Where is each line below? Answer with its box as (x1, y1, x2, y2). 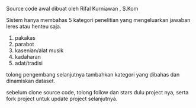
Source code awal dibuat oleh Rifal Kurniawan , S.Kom (6, 5, 139, 12)
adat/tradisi (14, 59, 43, 66)
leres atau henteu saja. (6, 23, 62, 30)
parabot (14, 41, 34, 47)
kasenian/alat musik (14, 47, 64, 54)
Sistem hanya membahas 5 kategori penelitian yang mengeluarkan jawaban (6, 17, 191, 23)
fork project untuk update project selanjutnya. (6, 95, 118, 102)
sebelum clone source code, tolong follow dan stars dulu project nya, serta (6, 89, 189, 96)
